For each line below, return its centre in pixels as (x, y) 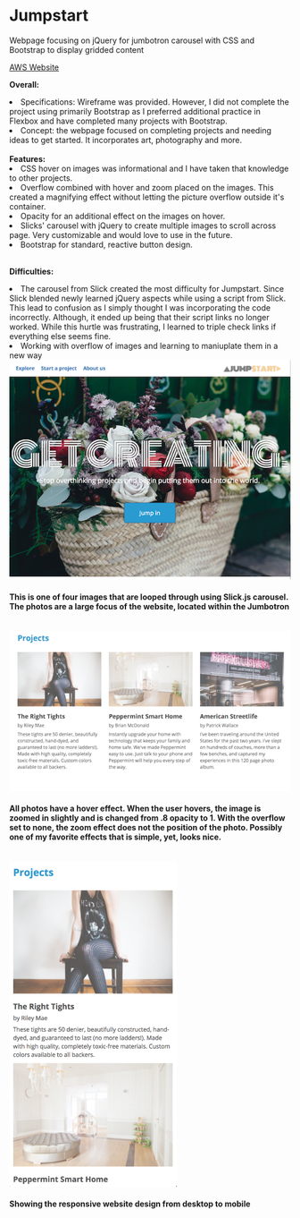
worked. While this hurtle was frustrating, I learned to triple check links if (143, 327)
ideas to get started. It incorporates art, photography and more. (126, 140)
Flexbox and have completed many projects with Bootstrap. (118, 121)
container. (28, 206)
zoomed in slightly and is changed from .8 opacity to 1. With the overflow (147, 818)
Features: (28, 158)
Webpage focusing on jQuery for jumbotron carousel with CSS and (132, 40)
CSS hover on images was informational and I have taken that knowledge (155, 168)
